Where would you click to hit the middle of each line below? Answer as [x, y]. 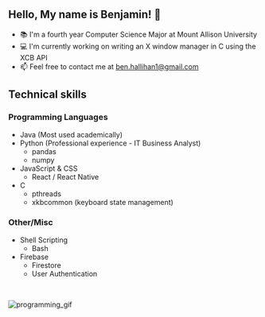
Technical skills [48, 95]
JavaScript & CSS [49, 168]
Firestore [46, 265]
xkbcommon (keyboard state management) [102, 202]
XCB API [33, 57]
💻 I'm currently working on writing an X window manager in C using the [138, 46]
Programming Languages [58, 118]
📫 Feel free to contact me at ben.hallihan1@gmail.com [109, 66]
